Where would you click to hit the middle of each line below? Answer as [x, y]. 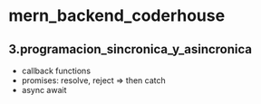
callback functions [56, 71]
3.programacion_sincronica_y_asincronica [130, 49]
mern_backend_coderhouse [117, 16]
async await [44, 90]
